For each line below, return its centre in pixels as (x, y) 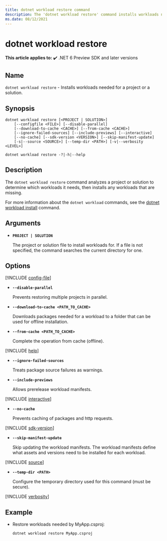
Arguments (23, 223)
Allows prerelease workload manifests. (52, 389)
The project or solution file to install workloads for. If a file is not (78, 245)
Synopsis (20, 108)
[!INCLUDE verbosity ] (27, 497)
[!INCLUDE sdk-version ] (30, 428)
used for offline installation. (40, 322)
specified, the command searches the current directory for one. (78, 250)
